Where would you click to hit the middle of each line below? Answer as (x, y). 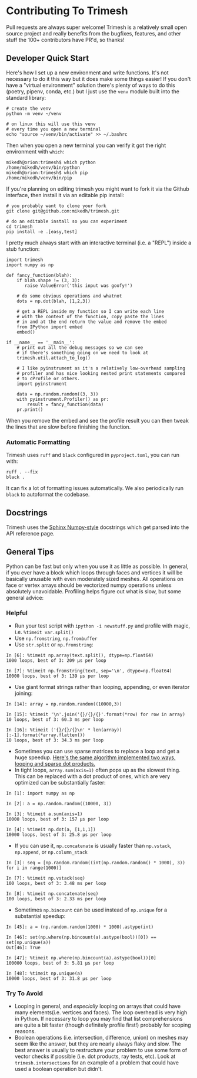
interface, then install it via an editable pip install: (65, 195)
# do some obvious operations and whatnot (69, 296)
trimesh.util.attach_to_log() (54, 358)
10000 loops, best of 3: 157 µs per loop (58, 819)
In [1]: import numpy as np (41, 793)
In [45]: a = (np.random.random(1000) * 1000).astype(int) (80, 927)
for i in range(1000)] (34, 868)
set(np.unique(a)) (29, 942)
